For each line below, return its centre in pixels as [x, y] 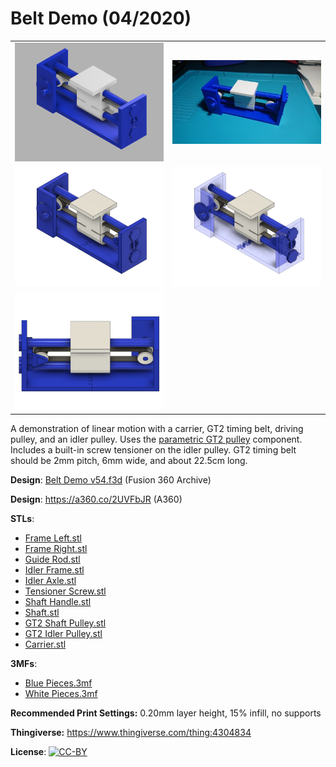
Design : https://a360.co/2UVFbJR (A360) [96, 499]
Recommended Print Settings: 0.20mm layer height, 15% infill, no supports [166, 713]
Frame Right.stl [56, 548]
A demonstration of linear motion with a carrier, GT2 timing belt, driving [157, 428]
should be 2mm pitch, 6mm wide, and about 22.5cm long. [129, 460]
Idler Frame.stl [54, 569]
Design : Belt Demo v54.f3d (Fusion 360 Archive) [111, 479]
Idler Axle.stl [50, 580]
